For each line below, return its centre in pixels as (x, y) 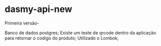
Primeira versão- (22, 23)
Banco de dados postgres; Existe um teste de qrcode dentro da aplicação (80, 32)
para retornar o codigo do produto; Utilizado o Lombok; (62, 38)
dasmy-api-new (38, 9)
